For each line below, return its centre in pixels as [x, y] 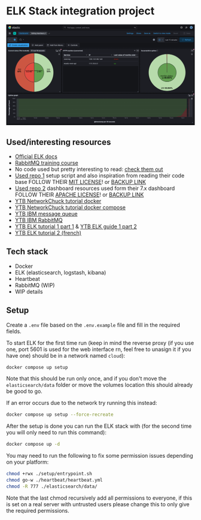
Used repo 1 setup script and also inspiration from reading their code [100, 176]
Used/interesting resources [59, 142]
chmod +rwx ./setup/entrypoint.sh [49, 474]
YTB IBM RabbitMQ [39, 220]
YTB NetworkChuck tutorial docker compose [70, 207]
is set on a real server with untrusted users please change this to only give [98, 504]
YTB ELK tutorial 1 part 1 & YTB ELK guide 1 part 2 [76, 226]
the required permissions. [38, 510]
